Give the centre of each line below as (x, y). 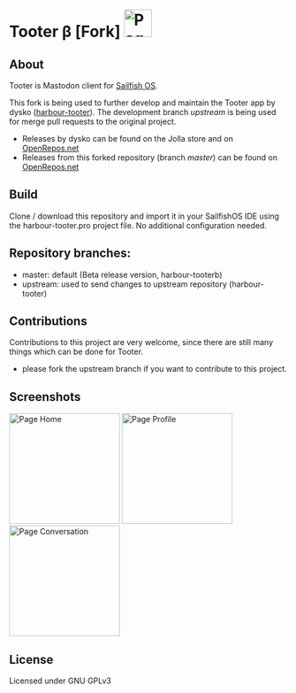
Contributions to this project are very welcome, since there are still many (141, 343)
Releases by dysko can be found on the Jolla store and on (128, 139)
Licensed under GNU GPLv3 (61, 681)
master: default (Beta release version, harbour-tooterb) (122, 274)
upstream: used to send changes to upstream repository (125, 284)
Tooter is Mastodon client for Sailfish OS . (83, 85)
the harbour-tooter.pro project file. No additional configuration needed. (138, 225)
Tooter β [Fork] (65, 32)
